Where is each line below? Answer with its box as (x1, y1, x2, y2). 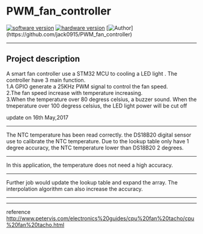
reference (6, 208, 31, 215)
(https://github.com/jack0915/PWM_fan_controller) (6, 30, 132, 37)
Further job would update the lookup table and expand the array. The (6, 178, 178, 186)
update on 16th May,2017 (6, 114, 69, 121)
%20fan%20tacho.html (6, 221, 65, 228)
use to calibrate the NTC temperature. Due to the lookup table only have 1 (6, 137, 189, 145)
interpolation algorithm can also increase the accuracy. (6, 185, 143, 192)
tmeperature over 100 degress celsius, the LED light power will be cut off (6, 102, 187, 109)
